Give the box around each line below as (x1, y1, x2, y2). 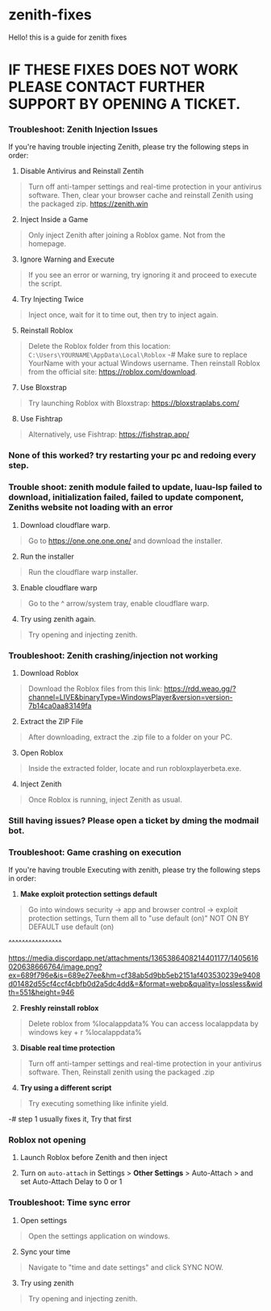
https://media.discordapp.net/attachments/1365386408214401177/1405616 (8, 953, 259, 963)
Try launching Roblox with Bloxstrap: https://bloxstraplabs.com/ (27, 398, 240, 408)
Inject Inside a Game (19, 215, 89, 224)
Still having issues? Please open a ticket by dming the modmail (8, 815, 260, 826)
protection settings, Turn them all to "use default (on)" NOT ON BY (27, 914, 249, 924)
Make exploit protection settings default (19, 890, 158, 899)
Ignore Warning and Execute (19, 254, 115, 264)
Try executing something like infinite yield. (27, 1099, 169, 1108)
